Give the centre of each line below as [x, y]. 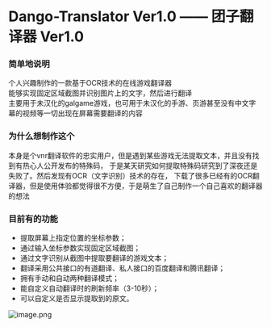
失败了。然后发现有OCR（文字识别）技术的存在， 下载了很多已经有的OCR [130, 175]
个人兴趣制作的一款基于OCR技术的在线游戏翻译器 [90, 83]
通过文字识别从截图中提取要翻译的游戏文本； [94, 258]
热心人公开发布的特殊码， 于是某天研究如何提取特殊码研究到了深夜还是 [140, 166]
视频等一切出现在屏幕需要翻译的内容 [82, 113]
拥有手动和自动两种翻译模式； [69, 279]
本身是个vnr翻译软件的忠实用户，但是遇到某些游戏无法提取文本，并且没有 [130, 155]
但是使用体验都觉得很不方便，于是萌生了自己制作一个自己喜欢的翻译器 [146, 186]
